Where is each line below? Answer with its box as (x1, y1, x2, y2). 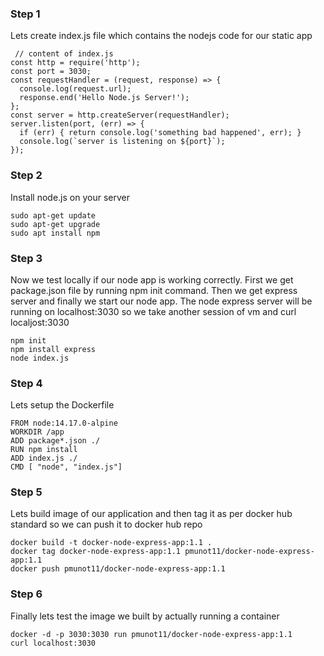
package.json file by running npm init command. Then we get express (10, 284, 298, 296)
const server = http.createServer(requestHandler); (10, 110, 230, 121)
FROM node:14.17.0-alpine (10, 418, 118, 429)
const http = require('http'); (10, 58, 141, 68)
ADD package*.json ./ (10, 436, 101, 446)
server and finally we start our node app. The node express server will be (10, 295, 313, 307)
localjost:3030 (10, 316, 70, 328)
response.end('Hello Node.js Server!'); (19, 93, 190, 103)
